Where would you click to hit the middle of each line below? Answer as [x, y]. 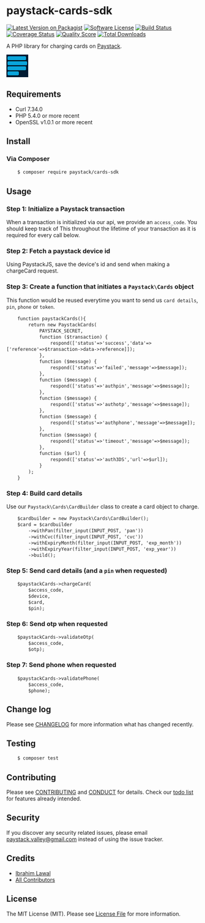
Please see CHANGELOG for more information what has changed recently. [100, 724]
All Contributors [35, 880]
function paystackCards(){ [52, 318]
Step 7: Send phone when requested [61, 665]
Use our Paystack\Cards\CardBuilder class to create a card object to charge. [103, 507]
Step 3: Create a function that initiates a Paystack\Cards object [100, 287]
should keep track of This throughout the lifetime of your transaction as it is [101, 228]
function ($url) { [62, 453]
